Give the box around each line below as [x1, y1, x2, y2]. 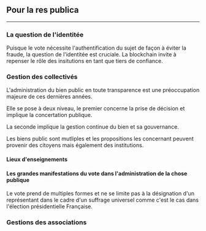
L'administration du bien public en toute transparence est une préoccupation [6, 86, 200, 94]
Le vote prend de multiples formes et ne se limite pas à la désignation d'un [6, 190, 195, 197]
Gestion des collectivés [6, 73, 78, 81]
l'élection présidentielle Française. [6, 203, 93, 210]
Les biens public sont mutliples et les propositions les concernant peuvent [6, 135, 194, 143]
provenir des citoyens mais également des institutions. [6, 142, 144, 149]
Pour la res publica [6, 5, 79, 15]
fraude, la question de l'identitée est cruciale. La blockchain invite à [6, 51, 177, 58]
